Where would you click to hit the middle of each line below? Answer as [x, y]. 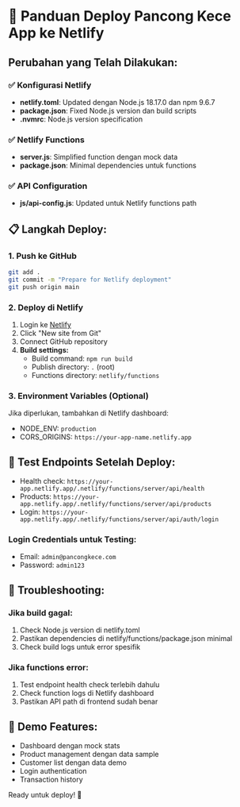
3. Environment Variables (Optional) [78, 396]
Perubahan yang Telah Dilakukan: [93, 62]
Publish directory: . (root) [73, 367]
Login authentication [53, 771]
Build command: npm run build [82, 359]
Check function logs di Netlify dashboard [87, 693]
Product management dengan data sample [89, 755]
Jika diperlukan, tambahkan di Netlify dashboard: [88, 413]
